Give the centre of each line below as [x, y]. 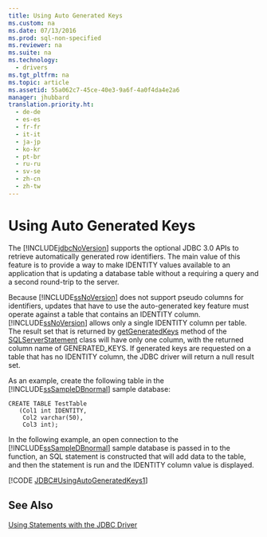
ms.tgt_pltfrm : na [39, 75]
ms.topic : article [39, 82]
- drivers [31, 68]
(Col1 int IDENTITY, [53, 411]
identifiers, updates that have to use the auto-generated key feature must [129, 306]
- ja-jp [28, 142]
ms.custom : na [32, 23]
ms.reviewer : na [35, 45]
